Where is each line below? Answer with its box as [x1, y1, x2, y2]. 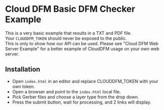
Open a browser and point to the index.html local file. [12, 88, 121, 94]
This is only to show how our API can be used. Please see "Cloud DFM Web [5, 40, 159, 46]
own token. [12, 83, 35, 89]
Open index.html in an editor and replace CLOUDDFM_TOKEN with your [12, 78, 159, 84]
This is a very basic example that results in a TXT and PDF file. [5, 30, 132, 36]
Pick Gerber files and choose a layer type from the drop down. [12, 94, 139, 100]
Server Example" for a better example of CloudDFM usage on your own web [5, 46, 160, 52]
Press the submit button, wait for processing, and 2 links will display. [12, 99, 152, 105]
